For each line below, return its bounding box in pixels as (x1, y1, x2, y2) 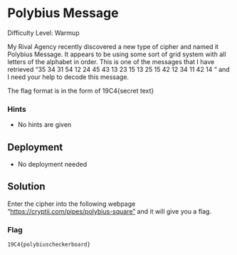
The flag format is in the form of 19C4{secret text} (7, 86, 154, 95)
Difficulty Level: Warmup (7, 28, 80, 37)
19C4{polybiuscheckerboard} (7, 241, 91, 249)
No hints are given (17, 120, 72, 129)
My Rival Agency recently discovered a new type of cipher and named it (7, 42, 219, 51)
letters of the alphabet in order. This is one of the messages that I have (7, 57, 215, 66)
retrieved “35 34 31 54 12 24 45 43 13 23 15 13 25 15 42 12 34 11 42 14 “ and (7, 65, 230, 73)
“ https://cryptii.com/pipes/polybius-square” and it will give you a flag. (7, 207, 212, 215)
